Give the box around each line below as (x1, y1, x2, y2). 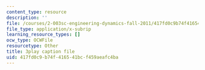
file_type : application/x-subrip (6, 26, 92, 32)
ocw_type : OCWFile (6, 37, 53, 43)
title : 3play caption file (6, 49, 75, 55)
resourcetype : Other (6, 43, 59, 49)
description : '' (6, 15, 48, 21)
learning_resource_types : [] (6, 32, 81, 38)
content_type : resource (6, 9, 67, 15)
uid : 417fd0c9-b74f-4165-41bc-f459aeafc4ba (6, 54, 119, 60)
